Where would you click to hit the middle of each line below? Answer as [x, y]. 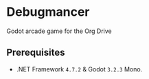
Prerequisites [36, 53]
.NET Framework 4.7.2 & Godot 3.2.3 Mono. [79, 69]
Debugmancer [48, 12]
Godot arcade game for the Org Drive [59, 31]
